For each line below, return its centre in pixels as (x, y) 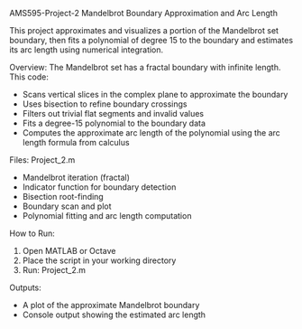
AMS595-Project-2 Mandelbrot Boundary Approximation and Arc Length (143, 13)
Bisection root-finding (63, 197)
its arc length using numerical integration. (87, 50)
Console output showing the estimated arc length (114, 315)
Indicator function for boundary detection (99, 187)
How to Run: (32, 233)
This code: (29, 77)
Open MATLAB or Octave (69, 251)
